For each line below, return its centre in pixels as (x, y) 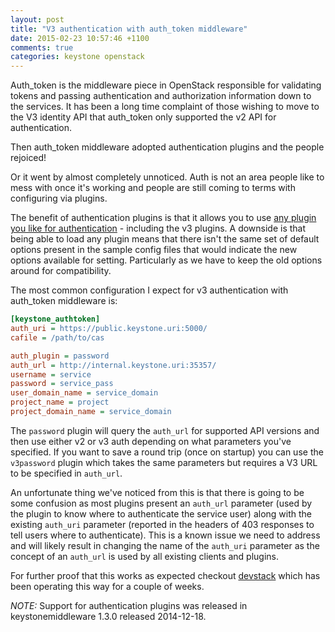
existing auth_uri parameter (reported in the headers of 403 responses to (162, 524)
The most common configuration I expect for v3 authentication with (149, 290)
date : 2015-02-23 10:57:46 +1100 (80, 38)
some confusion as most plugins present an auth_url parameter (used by (161, 503)
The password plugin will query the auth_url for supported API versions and (165, 430)
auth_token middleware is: (64, 301)
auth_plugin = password (60, 356)
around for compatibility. (61, 271)
